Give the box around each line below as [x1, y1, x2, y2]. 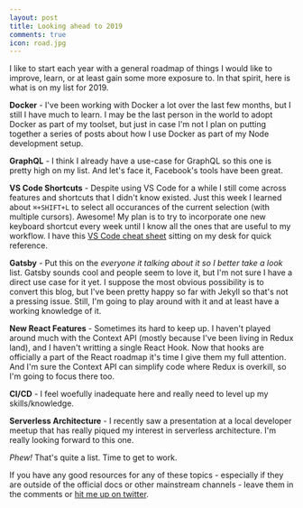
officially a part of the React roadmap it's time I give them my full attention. [9, 352, 287, 363]
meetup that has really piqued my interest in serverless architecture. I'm [9, 425, 277, 436]
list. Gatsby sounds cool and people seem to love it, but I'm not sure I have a [9, 267, 293, 278]
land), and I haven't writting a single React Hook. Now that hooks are [9, 342, 264, 353]
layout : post [9, 13, 59, 23]
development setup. [9, 138, 84, 149]
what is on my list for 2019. [9, 82, 109, 93]
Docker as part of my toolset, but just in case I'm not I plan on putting [9, 119, 267, 130]
